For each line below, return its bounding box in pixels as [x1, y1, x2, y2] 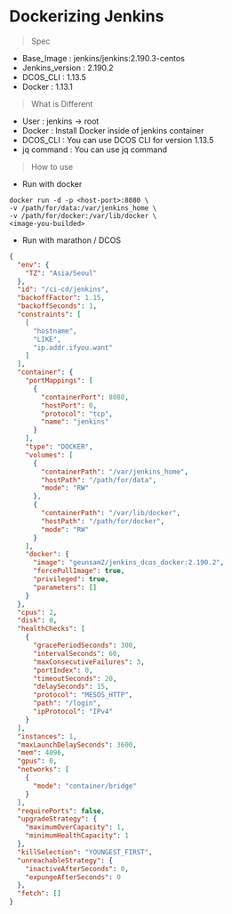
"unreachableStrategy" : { [17, 856, 114, 865]
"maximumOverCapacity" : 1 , [25, 823, 125, 832]
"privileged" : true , [32, 575, 109, 584]
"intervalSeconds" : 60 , [32, 649, 122, 658]
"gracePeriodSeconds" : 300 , [32, 641, 138, 651]
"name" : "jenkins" [41, 417, 109, 426]
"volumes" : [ [25, 450, 74, 459]
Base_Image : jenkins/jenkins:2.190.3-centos [21, 53, 185, 63]
